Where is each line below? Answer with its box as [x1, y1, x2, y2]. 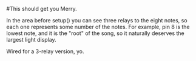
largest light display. [6, 36, 56, 43]
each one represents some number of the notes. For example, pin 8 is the [6, 24, 190, 30]
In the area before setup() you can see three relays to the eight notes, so [6, 17, 188, 24]
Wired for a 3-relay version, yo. [6, 48, 84, 55]
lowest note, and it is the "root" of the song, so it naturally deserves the [6, 30, 185, 37]
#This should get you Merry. [6, 5, 77, 12]
